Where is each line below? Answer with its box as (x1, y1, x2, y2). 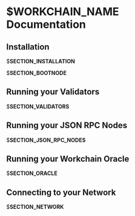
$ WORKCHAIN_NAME (6, 5, 119, 19)
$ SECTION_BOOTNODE (6, 69, 67, 77)
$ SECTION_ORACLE (6, 170, 58, 177)
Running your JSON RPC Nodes (6, 120, 128, 131)
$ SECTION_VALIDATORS (6, 103, 70, 110)
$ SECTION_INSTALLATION (6, 58, 76, 65)
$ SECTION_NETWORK (6, 203, 64, 211)
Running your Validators (6, 87, 100, 97)
